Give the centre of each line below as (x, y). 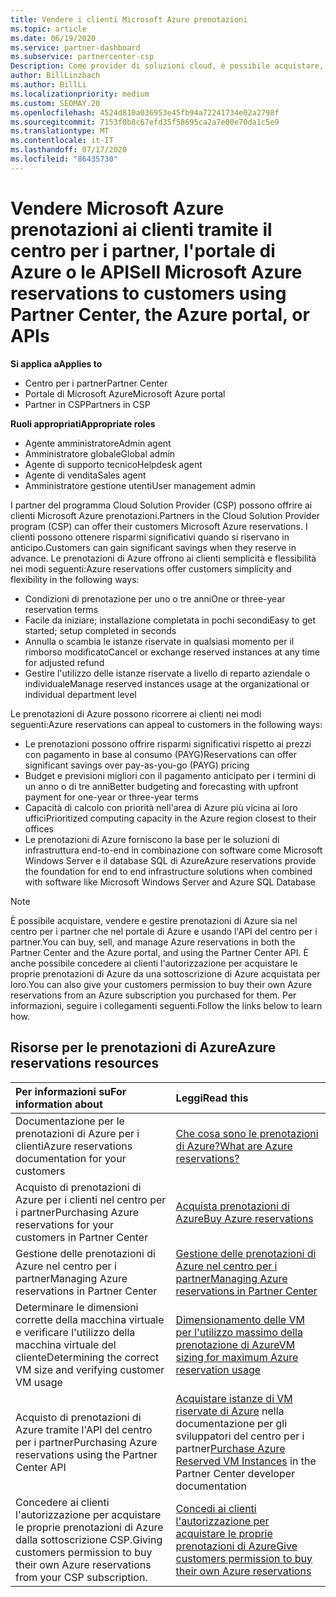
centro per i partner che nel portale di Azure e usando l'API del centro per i (164, 931)
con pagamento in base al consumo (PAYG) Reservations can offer (160, 754)
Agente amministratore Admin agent (98, 443)
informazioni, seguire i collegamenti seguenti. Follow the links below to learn (166, 1005)
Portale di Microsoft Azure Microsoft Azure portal (125, 393)
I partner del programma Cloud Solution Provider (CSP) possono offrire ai (161, 505)
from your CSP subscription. (81, 1577)
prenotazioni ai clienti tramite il (141, 229)
